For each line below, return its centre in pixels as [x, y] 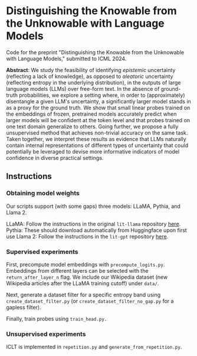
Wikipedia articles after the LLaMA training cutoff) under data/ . [83, 283]
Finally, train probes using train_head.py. [57, 319]
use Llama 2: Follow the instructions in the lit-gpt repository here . [87, 236]
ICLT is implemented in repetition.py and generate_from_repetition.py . [94, 347]
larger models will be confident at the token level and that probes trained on [98, 120]
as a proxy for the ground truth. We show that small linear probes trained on [98, 107]
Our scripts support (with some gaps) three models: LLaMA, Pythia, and [93, 206]
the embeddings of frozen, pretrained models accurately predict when [91, 114]
